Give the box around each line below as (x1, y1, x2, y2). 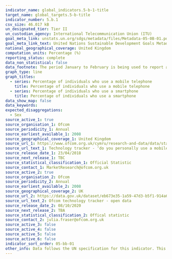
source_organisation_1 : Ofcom (5, 122, 70, 127)
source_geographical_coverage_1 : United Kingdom (5, 136, 111, 142)
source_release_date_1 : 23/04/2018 (5, 151, 81, 156)
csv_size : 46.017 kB (5, 22, 50, 27)
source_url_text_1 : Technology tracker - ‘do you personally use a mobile (5, 146, 168, 151)
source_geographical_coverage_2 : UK (5, 189, 83, 194)
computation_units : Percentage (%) (5, 50, 81, 55)
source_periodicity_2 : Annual (5, 179, 70, 185)
